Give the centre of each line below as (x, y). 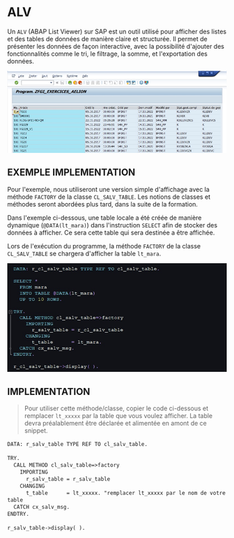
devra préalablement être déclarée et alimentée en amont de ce (115, 424)
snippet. (36, 431)
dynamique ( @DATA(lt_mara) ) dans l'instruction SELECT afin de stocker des (112, 225)
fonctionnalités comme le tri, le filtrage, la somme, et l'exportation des (107, 54)
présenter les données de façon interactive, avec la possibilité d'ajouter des (116, 46)
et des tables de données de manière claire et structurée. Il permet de (107, 38)
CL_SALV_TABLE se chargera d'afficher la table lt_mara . (84, 253)
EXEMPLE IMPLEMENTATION (71, 173)
